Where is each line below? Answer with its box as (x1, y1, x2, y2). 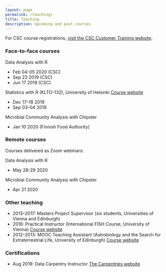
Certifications (5, 249, 40, 256)
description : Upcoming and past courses (5, 21, 92, 27)
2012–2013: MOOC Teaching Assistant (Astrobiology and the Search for (12, 232, 161, 238)
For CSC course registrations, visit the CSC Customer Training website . (5, 35, 153, 41)
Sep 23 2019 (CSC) (12, 74, 53, 80)
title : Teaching (5, 17, 39, 22)
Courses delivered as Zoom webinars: (5, 148, 84, 154)
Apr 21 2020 (12, 186, 39, 192)
